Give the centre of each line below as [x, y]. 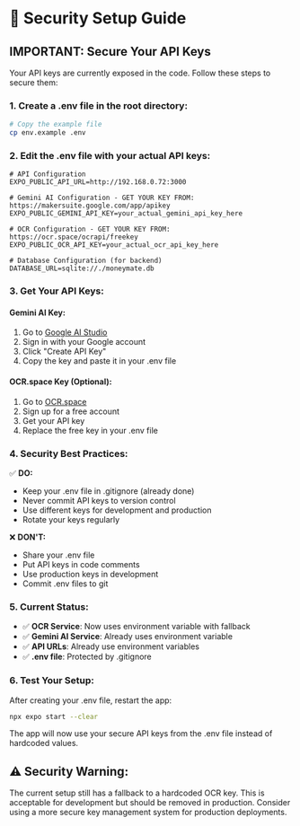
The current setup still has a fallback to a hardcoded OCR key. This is [137, 793]
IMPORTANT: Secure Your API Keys [110, 52]
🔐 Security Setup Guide [98, 18]
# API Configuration [48, 174]
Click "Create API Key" [64, 351]
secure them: [34, 83]
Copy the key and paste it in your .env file [99, 361]
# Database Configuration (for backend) [86, 261]
